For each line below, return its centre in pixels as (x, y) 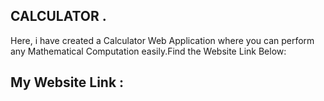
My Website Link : (67, 82)
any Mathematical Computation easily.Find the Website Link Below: (148, 51)
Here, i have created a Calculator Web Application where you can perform (162, 40)
